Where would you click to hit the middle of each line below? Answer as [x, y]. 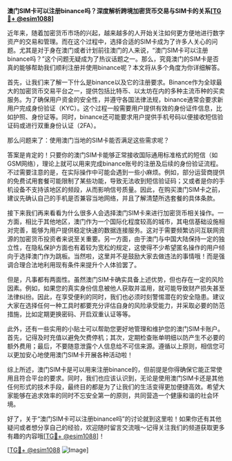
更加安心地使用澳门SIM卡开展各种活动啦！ [73, 355]
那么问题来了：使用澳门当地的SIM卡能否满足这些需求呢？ [88, 140]
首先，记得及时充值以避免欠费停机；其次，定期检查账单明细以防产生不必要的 [116, 337]
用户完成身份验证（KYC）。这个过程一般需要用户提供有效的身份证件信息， [112, 108]
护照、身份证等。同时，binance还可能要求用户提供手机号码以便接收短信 [115, 117]
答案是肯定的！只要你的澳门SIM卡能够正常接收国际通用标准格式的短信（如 [113, 155]
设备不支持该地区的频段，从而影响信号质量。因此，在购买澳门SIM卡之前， [118, 189]
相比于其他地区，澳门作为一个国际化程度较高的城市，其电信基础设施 [122, 222]
